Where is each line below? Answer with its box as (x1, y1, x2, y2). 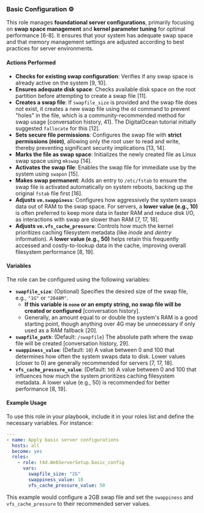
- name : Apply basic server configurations (6, 436, 119, 443)
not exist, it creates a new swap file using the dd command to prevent (15, 105, 191, 112)
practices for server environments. (6, 45, 94, 52)
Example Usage (6, 399, 47, 406)
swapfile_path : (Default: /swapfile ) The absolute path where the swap (15, 333, 194, 340)
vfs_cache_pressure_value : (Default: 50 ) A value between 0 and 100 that (15, 365, 197, 373)
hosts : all (12, 443, 40, 449)
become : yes (12, 448, 43, 454)
